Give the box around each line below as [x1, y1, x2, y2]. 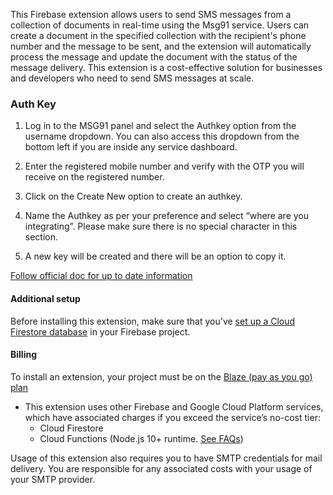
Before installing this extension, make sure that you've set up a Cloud [10, 315, 296, 327]
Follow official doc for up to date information [10, 270, 193, 282]
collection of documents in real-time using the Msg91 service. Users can [10, 19, 310, 31]
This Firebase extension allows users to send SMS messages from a [10, 9, 292, 20]
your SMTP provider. [10, 473, 96, 485]
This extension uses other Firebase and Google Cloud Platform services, [24, 400, 324, 413]
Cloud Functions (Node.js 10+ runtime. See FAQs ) [39, 432, 244, 444]
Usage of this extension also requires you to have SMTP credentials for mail [10, 452, 323, 464]
